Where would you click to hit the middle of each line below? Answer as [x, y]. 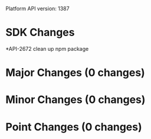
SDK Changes [40, 33]
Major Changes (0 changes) [75, 73]
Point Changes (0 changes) [74, 127]
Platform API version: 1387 [37, 9]
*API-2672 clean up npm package [47, 49]
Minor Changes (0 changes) [75, 100]
